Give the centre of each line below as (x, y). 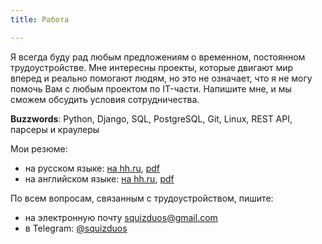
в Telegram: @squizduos (76, 228)
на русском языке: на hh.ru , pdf (92, 168)
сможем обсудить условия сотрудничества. (105, 99)
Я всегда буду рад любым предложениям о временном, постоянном (158, 57)
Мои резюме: (39, 148)
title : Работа (40, 19)
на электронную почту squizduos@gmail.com (121, 217)
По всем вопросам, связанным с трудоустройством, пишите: (142, 198)
